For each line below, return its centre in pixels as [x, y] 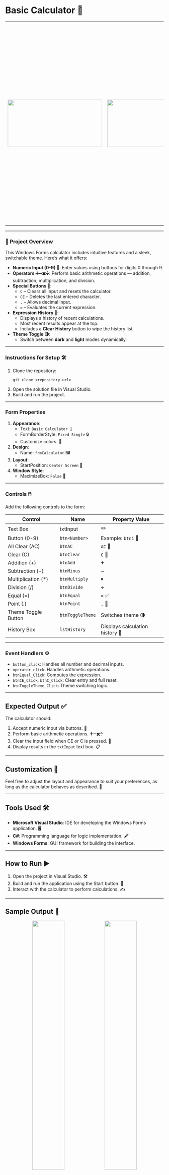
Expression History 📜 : [35, 313]
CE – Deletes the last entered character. [60, 297]
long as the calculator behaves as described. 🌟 [54, 787]
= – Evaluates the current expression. [58, 308]
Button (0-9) [23, 538]
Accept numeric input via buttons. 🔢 [50, 728]
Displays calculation [124, 626]
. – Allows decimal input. [46, 302]
